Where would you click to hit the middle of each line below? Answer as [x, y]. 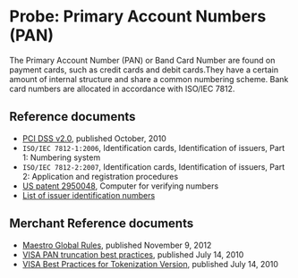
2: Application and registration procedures [100, 176]
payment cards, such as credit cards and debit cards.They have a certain [144, 70]
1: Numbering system [61, 157]
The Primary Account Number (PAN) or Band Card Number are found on [142, 60]
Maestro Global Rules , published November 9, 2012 [117, 245]
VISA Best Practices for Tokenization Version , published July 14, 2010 [150, 264]
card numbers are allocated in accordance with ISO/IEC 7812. [122, 88]
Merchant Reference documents [102, 224]
